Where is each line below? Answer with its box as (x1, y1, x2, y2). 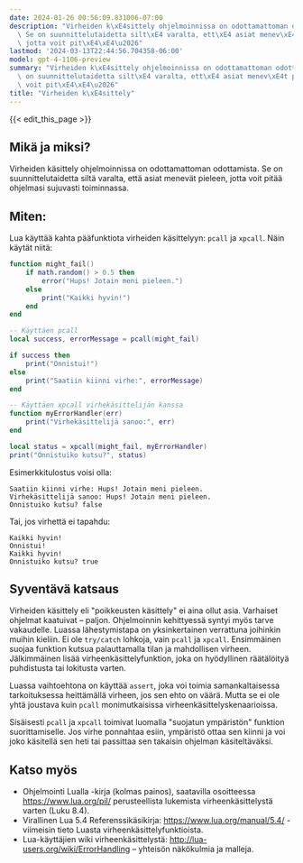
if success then (9, 351, 70, 360)
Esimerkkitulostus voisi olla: (9, 466, 113, 478)
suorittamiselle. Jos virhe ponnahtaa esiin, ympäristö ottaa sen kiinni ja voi (9, 727, 286, 738)
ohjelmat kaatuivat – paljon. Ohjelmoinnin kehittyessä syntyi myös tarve (9, 615, 274, 626)
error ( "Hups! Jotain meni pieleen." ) (41, 276, 183, 285)
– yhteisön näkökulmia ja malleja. (132, 844, 254, 855)
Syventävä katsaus (9, 582, 120, 597)
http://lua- (170, 834, 207, 845)
